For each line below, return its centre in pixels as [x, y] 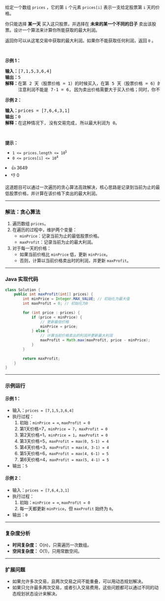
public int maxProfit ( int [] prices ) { [54, 294]
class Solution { [23, 290]
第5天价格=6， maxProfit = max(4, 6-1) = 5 [64, 454]
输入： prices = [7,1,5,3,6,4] [43, 410]
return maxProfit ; [41, 358]
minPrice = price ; [59, 326]
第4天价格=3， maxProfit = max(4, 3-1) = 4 [64, 447]
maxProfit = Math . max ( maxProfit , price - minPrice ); [95, 340]
